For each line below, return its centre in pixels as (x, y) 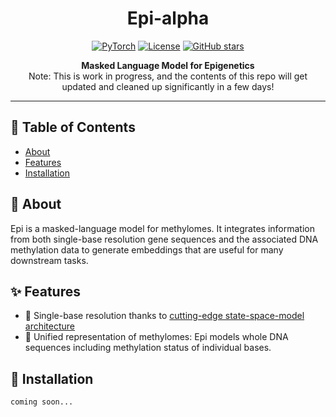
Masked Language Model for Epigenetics (168, 65)
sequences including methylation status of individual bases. (148, 348)
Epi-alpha (168, 18)
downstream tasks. (49, 260)
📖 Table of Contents (73, 127)
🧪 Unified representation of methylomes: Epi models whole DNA (156, 337)
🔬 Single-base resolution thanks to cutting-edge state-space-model (164, 316)
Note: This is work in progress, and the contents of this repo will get (168, 76)
